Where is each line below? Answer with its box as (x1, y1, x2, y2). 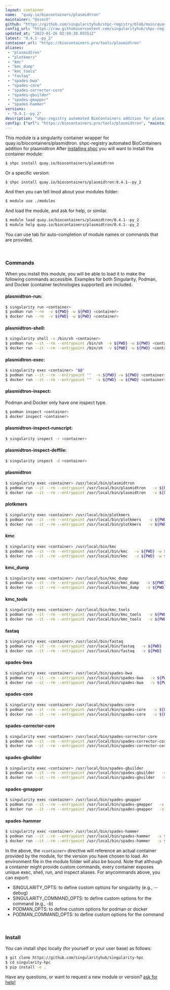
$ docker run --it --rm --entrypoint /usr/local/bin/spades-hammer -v (5, 838, 162, 843)
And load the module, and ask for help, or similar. (5, 208, 108, 214)
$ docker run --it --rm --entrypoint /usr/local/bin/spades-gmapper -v (5, 807, 164, 812)
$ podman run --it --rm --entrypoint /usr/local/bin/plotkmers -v (5, 517, 153, 522)
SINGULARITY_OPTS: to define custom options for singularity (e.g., (12, 884, 153, 891)
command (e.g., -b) (12, 900, 54, 906)
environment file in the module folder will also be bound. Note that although (5, 858, 163, 864)
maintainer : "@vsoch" (5, 17, 51, 22)
